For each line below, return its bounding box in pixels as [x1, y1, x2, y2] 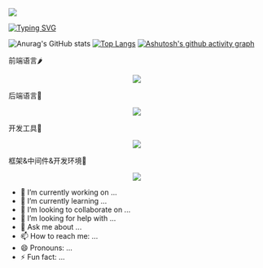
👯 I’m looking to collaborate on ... [20, 204, 131, 214]
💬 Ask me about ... [20, 222, 82, 231]
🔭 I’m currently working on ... [20, 187, 117, 197]
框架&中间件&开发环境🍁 [8, 156, 87, 165]
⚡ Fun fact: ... [20, 253, 65, 261]
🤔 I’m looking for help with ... [20, 213, 116, 223]
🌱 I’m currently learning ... [20, 196, 107, 205]
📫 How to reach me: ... [20, 231, 99, 240]
